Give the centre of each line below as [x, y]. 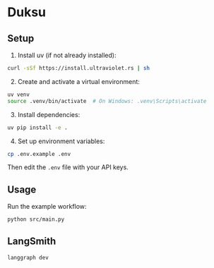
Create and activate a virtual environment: [78, 81]
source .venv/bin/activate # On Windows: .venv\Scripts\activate [107, 101]
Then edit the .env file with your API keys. [68, 167]
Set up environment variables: [61, 141]
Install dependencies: [49, 114]
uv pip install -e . [38, 128]
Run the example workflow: [47, 207]
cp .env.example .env [39, 154]
